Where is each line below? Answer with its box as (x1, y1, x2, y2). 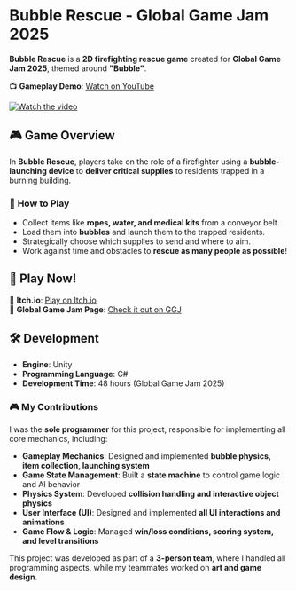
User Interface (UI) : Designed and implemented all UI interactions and (21, 507, 281, 517)
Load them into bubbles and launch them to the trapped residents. (21, 227, 266, 238)
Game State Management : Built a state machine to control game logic (21, 469, 281, 480)
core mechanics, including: (9, 433, 108, 444)
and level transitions (21, 535, 99, 546)
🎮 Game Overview (9, 128, 115, 143)
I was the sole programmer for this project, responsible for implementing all (9, 423, 286, 435)
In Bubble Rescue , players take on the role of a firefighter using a (9, 156, 248, 167)
